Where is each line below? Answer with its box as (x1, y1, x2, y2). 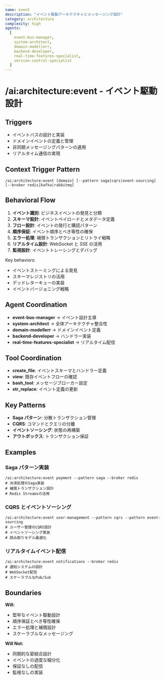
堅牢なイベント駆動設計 (12, 612, 60, 618)
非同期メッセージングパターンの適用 (12, 144, 86, 150)
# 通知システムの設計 (5, 564, 43, 570)
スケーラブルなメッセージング (12, 631, 73, 637)
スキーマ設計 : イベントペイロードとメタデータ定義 (12, 216, 115, 222)
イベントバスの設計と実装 (12, 132, 65, 138)
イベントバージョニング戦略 (12, 286, 69, 292)
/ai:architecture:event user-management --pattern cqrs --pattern (5, 515, 145, 520)
